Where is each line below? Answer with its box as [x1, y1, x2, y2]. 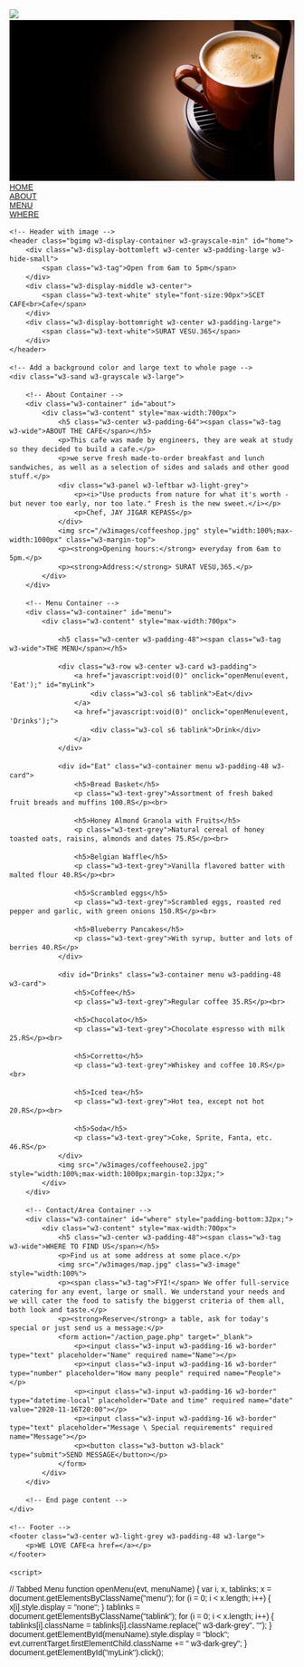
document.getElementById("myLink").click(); [9, 1647, 165, 1657]
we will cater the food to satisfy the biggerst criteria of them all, [9, 1296, 285, 1306]
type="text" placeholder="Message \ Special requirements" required [9, 1422, 273, 1432]
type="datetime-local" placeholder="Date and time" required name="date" [9, 1395, 294, 1405]
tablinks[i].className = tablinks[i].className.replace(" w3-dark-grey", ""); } [9, 1620, 272, 1630]
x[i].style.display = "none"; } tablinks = [9, 1602, 140, 1612]
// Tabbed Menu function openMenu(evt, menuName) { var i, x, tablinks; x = [9, 1584, 272, 1594]
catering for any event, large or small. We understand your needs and [9, 1286, 285, 1296]
